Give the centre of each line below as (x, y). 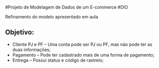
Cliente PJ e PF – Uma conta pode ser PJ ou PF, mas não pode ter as (82, 44)
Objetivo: (20, 33)
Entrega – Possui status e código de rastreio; (58, 60)
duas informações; (31, 50)
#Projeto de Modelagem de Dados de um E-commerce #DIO (67, 7)
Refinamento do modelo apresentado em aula (52, 17)
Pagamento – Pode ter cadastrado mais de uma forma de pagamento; (83, 55)
